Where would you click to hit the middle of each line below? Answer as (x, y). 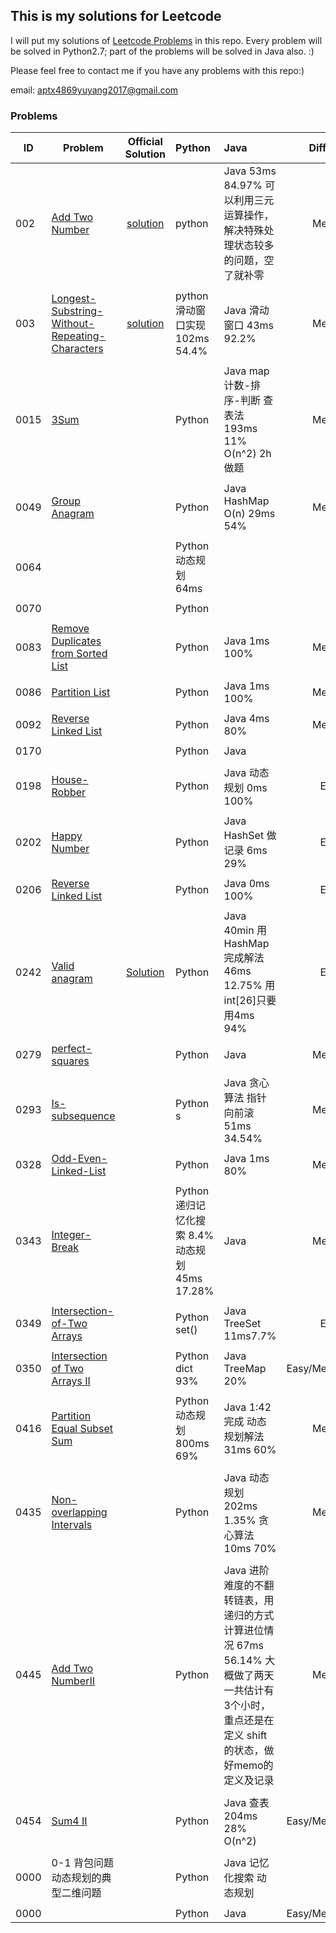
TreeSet (242, 1324)
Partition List (81, 692)
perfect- (72, 1049)
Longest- (74, 299)
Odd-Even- (79, 1159)
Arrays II (71, 1381)
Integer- (71, 1235)
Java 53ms (250, 171)
